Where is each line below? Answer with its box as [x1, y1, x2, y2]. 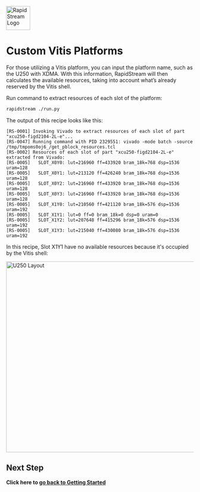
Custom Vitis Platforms [6, 44, 123, 58]
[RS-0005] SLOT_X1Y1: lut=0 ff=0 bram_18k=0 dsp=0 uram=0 [6, 212, 159, 218]
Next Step [6, 463, 44, 473]
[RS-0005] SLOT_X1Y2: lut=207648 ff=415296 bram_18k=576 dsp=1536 [6, 217, 180, 223]
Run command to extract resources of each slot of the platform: [6, 94, 162, 101]
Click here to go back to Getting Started [6, 478, 106, 485]
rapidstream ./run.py [6, 106, 60, 112]
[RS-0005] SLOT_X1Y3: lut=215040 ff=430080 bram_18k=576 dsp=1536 [6, 227, 180, 233]
